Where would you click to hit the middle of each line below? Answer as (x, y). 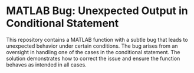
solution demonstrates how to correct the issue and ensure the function (93, 58)
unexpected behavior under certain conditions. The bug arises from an (92, 46)
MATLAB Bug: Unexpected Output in (97, 11)
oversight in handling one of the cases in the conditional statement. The (93, 52)
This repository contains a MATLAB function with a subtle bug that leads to (97, 39)
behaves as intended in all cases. (46, 64)
